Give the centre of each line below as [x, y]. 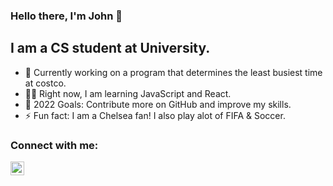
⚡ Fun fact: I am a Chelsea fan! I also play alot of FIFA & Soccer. [155, 115]
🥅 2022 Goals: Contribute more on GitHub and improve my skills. [158, 104]
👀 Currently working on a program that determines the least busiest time [173, 72]
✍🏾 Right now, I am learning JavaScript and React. [128, 93]
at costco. [45, 83]
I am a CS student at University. [110, 48]
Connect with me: [54, 145]
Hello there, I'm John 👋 [66, 16]
